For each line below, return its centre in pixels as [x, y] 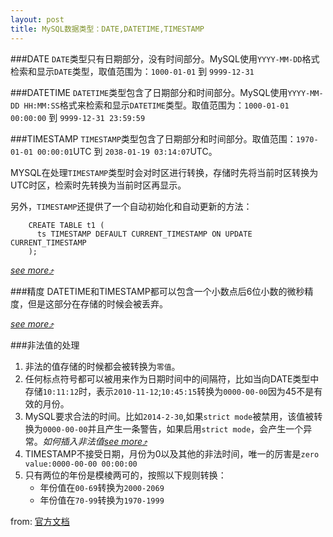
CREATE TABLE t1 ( [66, 225]
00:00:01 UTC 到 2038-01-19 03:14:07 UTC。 [127, 151]
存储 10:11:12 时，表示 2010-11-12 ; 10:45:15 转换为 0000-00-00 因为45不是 [169, 391]
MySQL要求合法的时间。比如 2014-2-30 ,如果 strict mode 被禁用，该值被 [169, 416]
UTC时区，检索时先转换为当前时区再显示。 [98, 185]
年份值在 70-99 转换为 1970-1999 [102, 500]
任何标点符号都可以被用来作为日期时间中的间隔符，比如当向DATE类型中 [172, 378]
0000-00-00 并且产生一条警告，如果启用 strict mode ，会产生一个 [173, 428]
